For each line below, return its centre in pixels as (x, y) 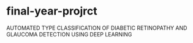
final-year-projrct (52, 11)
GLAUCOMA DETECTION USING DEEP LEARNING (69, 34)
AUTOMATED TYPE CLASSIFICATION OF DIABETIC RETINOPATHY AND (97, 28)
